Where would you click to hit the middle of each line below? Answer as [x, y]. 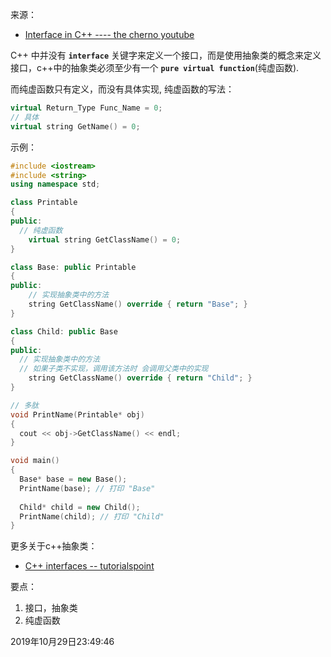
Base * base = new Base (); [73, 479]
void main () [35, 461]
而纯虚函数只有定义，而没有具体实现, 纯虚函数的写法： [122, 89]
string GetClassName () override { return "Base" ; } [138, 304]
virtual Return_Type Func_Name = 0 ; [86, 108]
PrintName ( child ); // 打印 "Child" [92, 516]
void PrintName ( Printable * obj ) [77, 414]
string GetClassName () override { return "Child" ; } [140, 378]
